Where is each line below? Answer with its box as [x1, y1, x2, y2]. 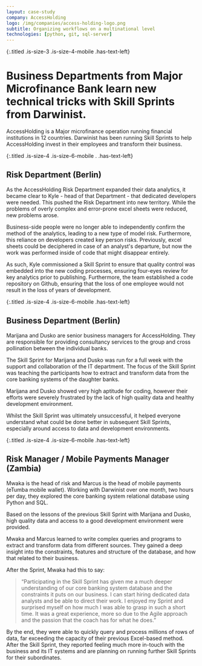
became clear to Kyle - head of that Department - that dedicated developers [6, 192, 197, 200]
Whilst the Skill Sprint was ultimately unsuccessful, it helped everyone [6, 412, 181, 419]
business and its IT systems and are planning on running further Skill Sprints [6, 647, 197, 655]
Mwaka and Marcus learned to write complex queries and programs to [6, 535, 181, 542]
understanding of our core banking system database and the [21, 584, 173, 592]
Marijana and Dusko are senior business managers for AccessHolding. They [6, 331, 195, 339]
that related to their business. [6, 554, 80, 561]
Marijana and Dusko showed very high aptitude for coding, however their [6, 387, 188, 394]
